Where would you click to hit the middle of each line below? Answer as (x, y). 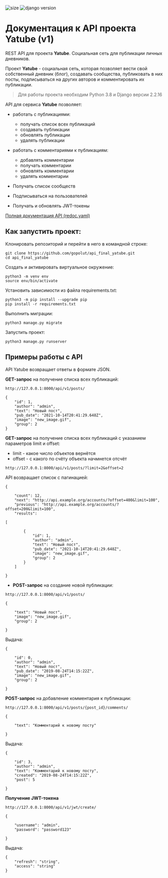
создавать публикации (45, 129)
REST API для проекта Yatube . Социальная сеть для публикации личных (84, 53)
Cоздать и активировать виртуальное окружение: (60, 267)
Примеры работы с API (44, 357)
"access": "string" (35, 866)
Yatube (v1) (30, 39)
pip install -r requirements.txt (41, 304)
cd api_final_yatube (27, 258)
